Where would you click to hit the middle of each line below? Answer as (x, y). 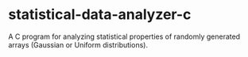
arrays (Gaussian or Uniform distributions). (78, 44)
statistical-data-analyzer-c (100, 15)
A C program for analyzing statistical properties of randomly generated (124, 36)
